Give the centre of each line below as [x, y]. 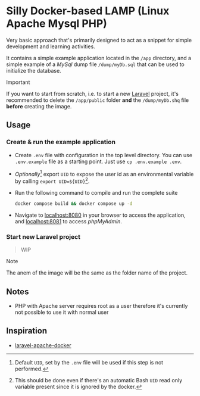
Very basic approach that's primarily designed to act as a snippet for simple [99, 40]
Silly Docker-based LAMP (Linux [88, 11]
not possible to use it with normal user [62, 312]
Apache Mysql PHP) [57, 24]
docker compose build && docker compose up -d [74, 204]
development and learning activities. [51, 46]
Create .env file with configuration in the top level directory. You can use [103, 155]
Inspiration [27, 331]
